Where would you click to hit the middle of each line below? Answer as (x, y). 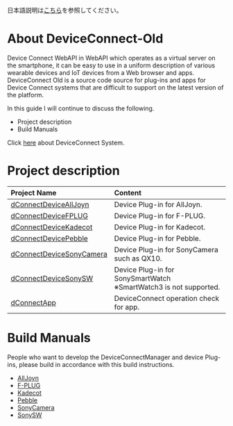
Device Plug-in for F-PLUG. (160, 215)
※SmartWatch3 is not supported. (167, 287)
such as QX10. (138, 258)
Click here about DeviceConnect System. (66, 142)
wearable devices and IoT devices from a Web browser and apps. (101, 72)
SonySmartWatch (143, 278)
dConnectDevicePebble (49, 238)
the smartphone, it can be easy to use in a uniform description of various (111, 65)
